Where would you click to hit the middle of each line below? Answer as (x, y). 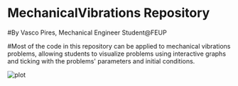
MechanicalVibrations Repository (109, 13)
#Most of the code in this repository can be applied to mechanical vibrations (119, 46)
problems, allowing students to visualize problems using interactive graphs (117, 54)
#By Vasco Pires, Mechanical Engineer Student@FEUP (87, 32)
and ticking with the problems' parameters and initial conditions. (101, 61)
